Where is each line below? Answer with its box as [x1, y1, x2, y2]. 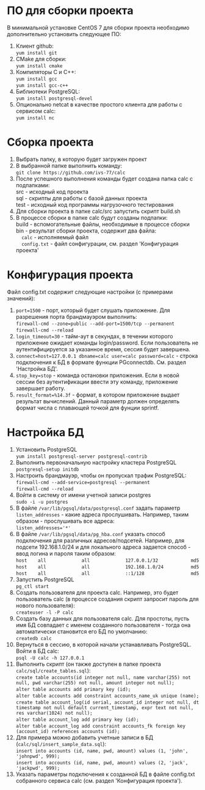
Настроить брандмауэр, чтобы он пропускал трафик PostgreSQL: [15, 472, 187, 479]
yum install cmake [15, 62, 63, 69]
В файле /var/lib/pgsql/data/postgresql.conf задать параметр [15, 504, 181, 512]
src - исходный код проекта [15, 188, 89, 195]
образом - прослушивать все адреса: [15, 517, 115, 524]
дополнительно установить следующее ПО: [7, 30, 121, 37]
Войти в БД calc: [15, 647, 60, 655]
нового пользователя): [15, 602, 75, 609]
